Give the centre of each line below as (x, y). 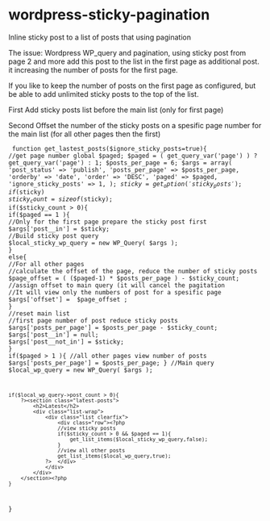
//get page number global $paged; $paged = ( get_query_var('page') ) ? (133, 156)
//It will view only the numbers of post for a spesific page (115, 292)
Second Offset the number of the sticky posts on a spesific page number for (135, 125)
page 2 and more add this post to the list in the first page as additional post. (134, 61)
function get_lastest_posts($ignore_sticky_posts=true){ (109, 148)
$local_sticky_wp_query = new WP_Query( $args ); (93, 243)
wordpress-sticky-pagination (109, 15)
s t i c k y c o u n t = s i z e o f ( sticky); (60, 200)
